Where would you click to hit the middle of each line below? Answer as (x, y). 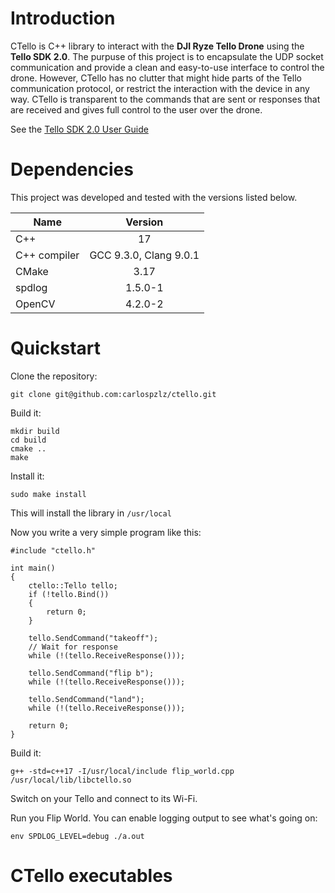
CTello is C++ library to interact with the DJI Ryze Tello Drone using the (157, 46)
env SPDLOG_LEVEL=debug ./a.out (77, 836)
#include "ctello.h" (53, 550)
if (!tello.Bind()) (69, 594)
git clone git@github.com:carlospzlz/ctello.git (113, 394)
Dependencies (72, 169)
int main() (33, 568)
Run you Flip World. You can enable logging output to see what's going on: (164, 818)
